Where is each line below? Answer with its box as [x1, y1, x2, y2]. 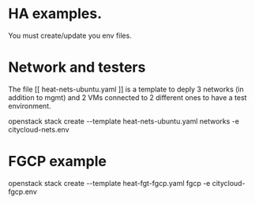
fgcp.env [8, 187, 38, 196]
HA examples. [8, 5, 103, 23]
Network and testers [8, 58, 146, 76]
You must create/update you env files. [8, 31, 132, 40]
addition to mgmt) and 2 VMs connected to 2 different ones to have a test [8, 92, 247, 102]
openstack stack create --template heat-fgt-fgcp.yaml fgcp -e [8, 178, 211, 187]
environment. [8, 101, 51, 110]
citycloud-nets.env [8, 124, 69, 134]
